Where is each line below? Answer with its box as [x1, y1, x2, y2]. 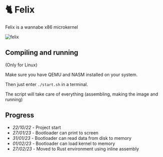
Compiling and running [5, 48, 79, 57]
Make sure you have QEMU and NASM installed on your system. [5, 71, 138, 77]
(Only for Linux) [5, 61, 38, 68]
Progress [5, 111, 34, 120]
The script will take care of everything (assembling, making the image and [5, 91, 158, 97]
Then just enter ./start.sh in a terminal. [5, 81, 88, 87]
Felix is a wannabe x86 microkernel [5, 24, 78, 30]
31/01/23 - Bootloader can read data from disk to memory [12, 135, 132, 141]
